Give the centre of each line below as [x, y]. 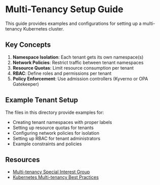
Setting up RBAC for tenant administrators [56, 138]
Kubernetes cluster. [44, 28]
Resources [23, 159]
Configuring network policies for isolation [56, 133]
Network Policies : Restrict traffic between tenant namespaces [78, 63]
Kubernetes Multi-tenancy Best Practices [56, 177]
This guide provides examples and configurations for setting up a [73, 23]
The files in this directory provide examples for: [55, 112]
